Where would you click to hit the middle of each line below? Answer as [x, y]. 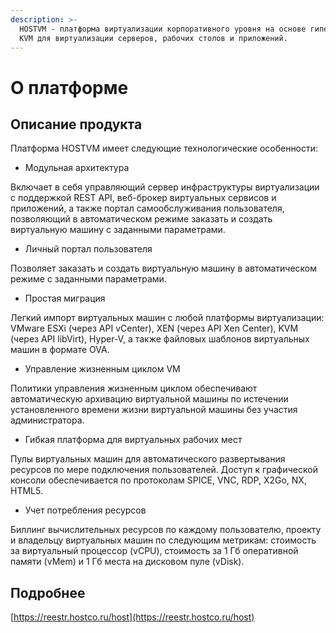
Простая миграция [65, 298]
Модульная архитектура [77, 168]
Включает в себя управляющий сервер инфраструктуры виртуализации [165, 187]
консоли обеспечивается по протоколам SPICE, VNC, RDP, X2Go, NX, [158, 480]
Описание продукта [76, 124]
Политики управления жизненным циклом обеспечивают [134, 388]
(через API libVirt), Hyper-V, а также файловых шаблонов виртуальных [160, 339]
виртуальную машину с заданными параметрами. [118, 230]
